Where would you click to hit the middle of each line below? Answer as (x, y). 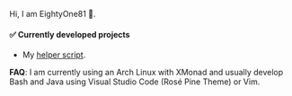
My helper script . (54, 55)
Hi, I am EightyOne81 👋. (53, 14)
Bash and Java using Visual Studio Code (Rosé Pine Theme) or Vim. (135, 82)
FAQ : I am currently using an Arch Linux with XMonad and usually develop (146, 73)
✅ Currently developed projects (70, 34)
